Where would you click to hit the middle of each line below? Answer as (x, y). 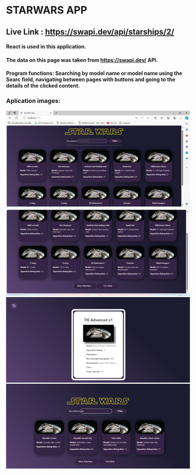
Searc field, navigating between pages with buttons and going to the (91, 80)
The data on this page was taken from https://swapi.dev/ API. (82, 60)
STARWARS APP (47, 10)
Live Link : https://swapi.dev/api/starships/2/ (90, 32)
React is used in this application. (46, 47)
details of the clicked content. (43, 86)
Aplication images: (33, 101)
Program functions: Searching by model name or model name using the (94, 73)
